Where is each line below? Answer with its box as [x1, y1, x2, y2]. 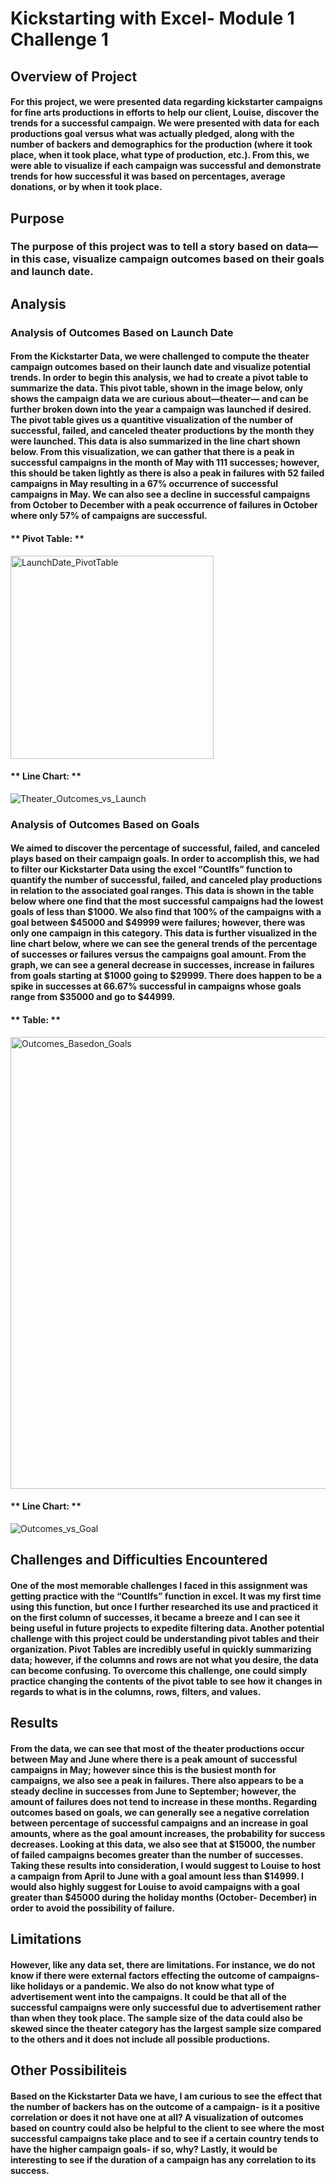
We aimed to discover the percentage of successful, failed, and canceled [10, 842, 320, 854]
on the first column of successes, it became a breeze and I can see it [10, 1611, 301, 1623]
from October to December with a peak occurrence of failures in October [10, 499, 318, 511]
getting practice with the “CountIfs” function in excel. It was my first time [10, 1590, 322, 1602]
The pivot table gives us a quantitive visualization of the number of [10, 414, 294, 426]
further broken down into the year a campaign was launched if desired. [10, 403, 312, 416]
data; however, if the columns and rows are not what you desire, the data [10, 1653, 319, 1666]
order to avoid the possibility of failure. [10, 1902, 175, 1914]
